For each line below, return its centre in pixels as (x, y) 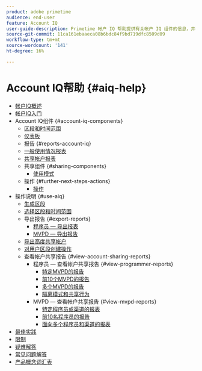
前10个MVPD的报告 (66, 279)
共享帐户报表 (40, 158)
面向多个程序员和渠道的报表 (76, 324)
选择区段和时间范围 (48, 211)
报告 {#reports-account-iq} (57, 143)
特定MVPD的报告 (63, 271)
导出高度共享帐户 (45, 241)
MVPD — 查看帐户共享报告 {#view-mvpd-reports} (95, 301)
